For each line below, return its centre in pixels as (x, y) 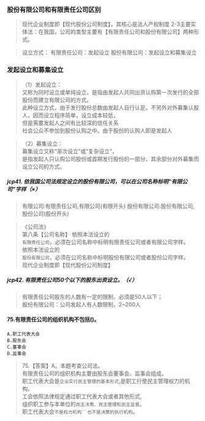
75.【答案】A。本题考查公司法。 (62, 365)
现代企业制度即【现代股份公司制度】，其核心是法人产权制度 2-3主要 (106, 24)
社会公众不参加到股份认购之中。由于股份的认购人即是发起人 (97, 131)
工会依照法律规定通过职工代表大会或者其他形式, (82, 396)
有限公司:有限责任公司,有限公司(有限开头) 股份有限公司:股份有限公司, (108, 206)
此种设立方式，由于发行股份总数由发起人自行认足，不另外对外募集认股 (110, 107)
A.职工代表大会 (24, 334)
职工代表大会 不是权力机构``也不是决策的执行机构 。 (80, 411)
